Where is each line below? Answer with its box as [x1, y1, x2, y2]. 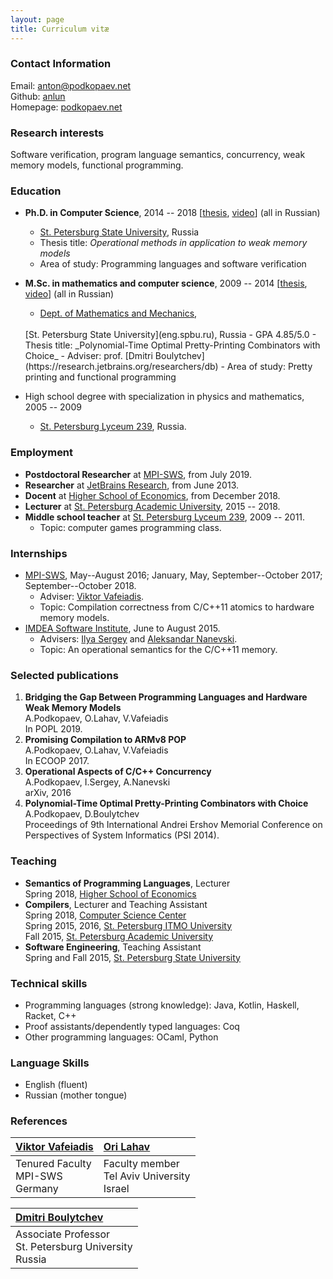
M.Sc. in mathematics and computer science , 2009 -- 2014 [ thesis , [24, 277, 308, 290]
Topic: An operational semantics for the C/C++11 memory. [39, 643, 278, 655]
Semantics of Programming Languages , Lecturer [24, 877, 231, 889]
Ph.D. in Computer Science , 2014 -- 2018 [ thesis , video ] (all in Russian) [24, 207, 321, 219]
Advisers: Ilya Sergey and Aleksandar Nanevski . [39, 632, 238, 645]
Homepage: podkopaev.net [10, 101, 123, 113]
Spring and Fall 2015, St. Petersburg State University [24, 951, 241, 963]
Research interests [10, 126, 105, 140]
